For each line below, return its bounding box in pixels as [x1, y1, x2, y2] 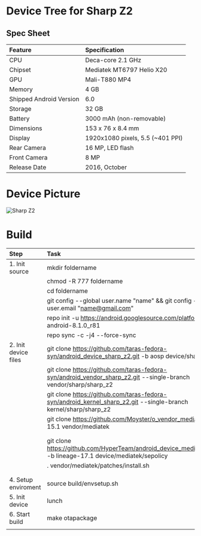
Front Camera [9, 153, 48, 161]
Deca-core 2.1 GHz [85, 56, 142, 64]
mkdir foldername [47, 263, 97, 272]
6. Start [9, 510, 31, 518]
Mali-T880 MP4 [85, 76, 132, 83]
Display [9, 134, 31, 142]
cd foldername [47, 287, 89, 295]
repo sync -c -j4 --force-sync [47, 331, 136, 339]
